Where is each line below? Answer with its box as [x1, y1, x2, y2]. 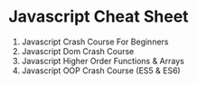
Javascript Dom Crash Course [21, 45, 135, 56]
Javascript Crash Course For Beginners [21, 36, 169, 47]
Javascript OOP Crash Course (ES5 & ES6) [21, 65, 182, 76]
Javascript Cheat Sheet [8, 6, 189, 27]
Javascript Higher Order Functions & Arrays [21, 55, 184, 66]
